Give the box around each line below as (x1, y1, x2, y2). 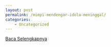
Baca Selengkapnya (5, 36, 48, 42)
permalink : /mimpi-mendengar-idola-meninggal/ (5, 12, 106, 17)
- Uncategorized (14, 21, 50, 27)
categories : (5, 17, 31, 22)
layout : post (5, 7, 33, 13)
